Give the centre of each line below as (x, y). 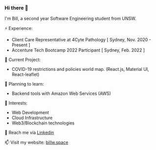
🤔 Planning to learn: (24, 84)
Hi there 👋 (17, 8)
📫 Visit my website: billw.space (36, 143)
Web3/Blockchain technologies (43, 123)
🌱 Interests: (16, 103)
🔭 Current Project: (23, 60)
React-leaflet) (25, 75)
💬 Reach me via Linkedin (29, 133)
